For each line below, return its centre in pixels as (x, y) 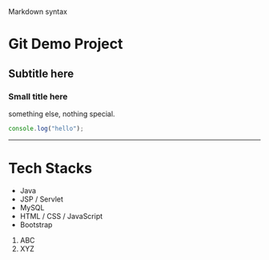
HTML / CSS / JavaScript (61, 216)
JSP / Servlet (42, 199)
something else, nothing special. (62, 114)
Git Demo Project (66, 44)
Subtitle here (41, 73)
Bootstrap (36, 225)
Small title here (38, 96)
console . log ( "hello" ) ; (46, 128)
